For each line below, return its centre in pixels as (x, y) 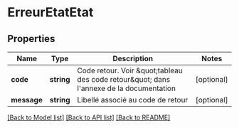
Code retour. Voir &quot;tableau (130, 70)
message (27, 100)
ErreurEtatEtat (51, 12)
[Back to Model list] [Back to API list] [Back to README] (89, 117)
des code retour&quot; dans (124, 79)
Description (133, 59)
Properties (31, 39)
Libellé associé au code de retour (133, 100)
